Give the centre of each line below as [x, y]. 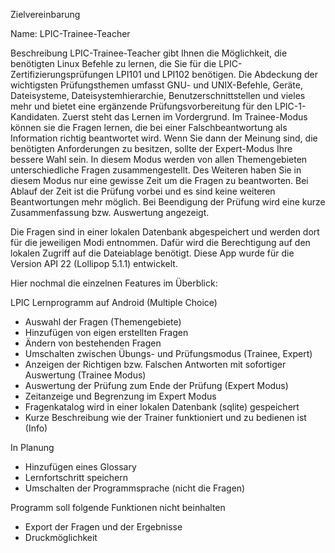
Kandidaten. [35, 117]
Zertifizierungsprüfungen [62, 74]
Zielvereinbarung [45, 14]
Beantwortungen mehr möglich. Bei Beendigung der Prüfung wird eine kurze [168, 202]
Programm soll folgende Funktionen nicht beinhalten [118, 507]
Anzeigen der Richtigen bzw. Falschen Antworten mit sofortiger [155, 364]
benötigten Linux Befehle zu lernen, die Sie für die [113, 63]
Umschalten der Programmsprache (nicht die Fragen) [135, 488]
